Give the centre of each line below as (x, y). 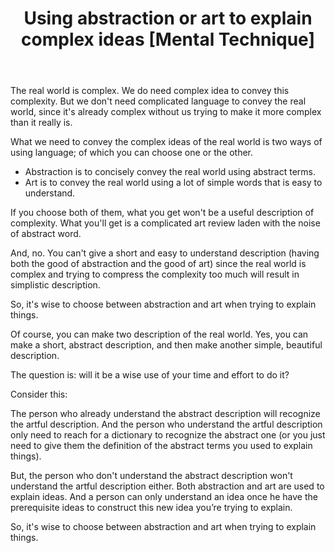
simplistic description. (55, 285)
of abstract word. (46, 234)
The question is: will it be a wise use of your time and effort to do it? (150, 375)
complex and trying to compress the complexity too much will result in (155, 274)
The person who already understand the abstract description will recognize (165, 414)
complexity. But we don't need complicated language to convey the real (158, 101)
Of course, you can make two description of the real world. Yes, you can (159, 334)
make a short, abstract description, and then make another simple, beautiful (166, 345)
